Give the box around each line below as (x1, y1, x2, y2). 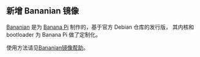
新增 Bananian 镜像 (6, 6, 80, 17)
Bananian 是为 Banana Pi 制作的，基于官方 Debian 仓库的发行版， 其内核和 (6, 23, 194, 31)
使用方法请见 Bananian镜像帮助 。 (6, 44, 89, 51)
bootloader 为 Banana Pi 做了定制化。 (6, 31, 102, 38)
